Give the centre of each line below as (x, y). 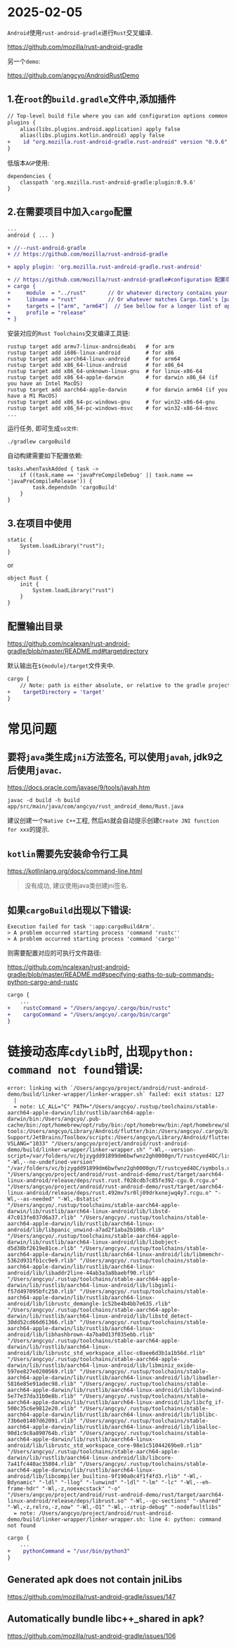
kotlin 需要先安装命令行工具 (68, 854)
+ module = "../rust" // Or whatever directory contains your (118, 293)
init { (29, 584)
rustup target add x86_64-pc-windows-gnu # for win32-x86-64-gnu (111, 402)
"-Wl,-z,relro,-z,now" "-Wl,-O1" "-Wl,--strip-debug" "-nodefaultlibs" (114, 1508)
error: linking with (38, 1089)
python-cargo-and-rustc (43, 982)
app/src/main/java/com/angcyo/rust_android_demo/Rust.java (96, 807)
